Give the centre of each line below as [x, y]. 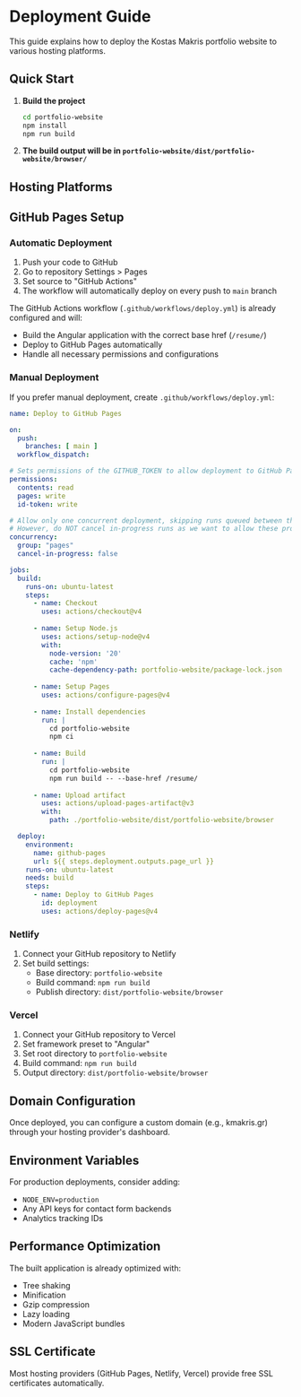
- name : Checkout [65, 603]
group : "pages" [46, 546]
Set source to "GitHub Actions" [79, 282]
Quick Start [42, 79]
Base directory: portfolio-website [99, 973]
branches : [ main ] [62, 447]
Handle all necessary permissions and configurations [120, 354]
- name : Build [60, 754]
